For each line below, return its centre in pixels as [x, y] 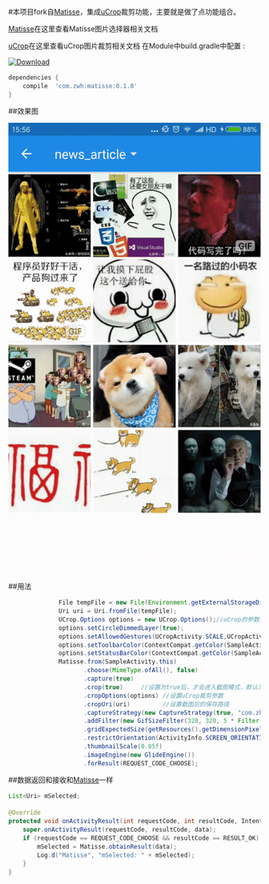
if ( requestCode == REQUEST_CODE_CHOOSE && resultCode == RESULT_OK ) [141, 838]
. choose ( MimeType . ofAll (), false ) [141, 671]
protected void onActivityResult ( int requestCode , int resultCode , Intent [136, 821]
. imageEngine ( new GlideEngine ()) [139, 755]
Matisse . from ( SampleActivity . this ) [118, 662]
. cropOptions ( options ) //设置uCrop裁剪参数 [154, 695]
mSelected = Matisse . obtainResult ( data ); [107, 846]
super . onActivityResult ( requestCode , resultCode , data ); [120, 830]
